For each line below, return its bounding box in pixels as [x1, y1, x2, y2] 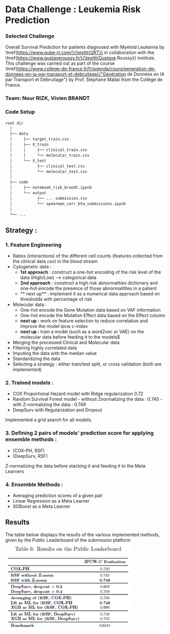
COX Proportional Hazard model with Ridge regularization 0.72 [12, 391, 144, 397]
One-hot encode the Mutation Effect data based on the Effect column [20, 312, 165, 319]
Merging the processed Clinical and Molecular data [12, 340, 120, 346]
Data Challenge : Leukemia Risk [5, 4, 141, 15]
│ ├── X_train [10, 142, 49, 147]
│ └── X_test [10, 158, 47, 163]
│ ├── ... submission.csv [10, 196, 87, 201]
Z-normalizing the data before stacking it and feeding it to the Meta [5, 462, 146, 469]
